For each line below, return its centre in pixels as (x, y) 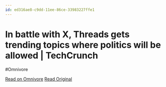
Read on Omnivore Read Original (39, 79)
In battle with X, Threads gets (67, 34)
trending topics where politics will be (83, 45)
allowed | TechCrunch (52, 55)
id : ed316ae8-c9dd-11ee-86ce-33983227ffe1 (50, 10)
